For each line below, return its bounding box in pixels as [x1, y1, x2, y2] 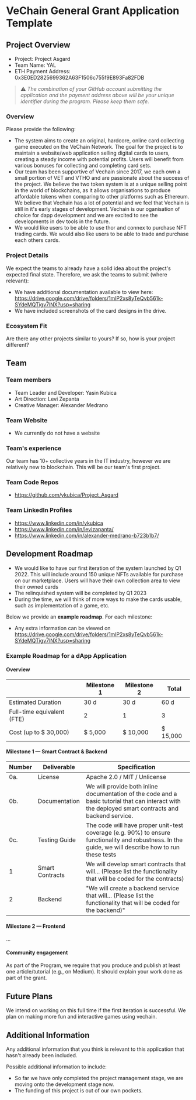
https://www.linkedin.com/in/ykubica [14, 520, 103, 527]
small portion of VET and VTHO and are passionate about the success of [14, 175, 190, 182]
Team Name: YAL [14, 62, 57, 69]
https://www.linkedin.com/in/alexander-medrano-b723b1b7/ [14, 532, 159, 539]
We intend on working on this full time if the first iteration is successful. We [6, 1007, 186, 1014]
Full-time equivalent [9, 708, 65, 716]
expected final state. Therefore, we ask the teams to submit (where [6, 271, 167, 278]
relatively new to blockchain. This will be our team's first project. [6, 464, 161, 471]
